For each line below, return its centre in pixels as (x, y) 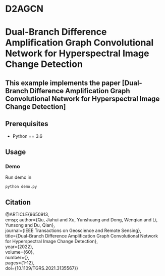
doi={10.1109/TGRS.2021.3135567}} (42, 268)
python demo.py (21, 187)
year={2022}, (19, 247)
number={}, (17, 258)
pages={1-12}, (20, 263)
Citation (18, 202)
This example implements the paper (63, 83)
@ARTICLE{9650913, (27, 214)
